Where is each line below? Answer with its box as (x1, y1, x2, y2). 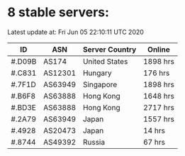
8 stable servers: (7, 4, 110, 21)
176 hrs (142, 68, 170, 78)
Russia (82, 137, 105, 147)
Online (147, 44, 170, 54)
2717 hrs (142, 102, 175, 112)
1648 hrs (142, 91, 175, 101)
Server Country (82, 44, 137, 54)
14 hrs (142, 126, 165, 135)
